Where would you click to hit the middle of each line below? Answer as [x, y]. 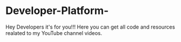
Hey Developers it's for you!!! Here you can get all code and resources [90, 27]
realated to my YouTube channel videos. [54, 33]
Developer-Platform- [57, 11]
